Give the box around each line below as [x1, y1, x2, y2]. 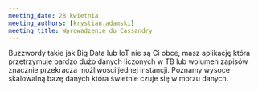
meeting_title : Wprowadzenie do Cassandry [8, 26, 153, 34]
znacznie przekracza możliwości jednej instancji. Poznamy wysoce [8, 65, 231, 75]
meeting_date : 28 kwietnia [8, 11, 99, 20]
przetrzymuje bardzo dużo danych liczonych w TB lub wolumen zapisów [8, 57, 248, 66]
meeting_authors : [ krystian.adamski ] [8, 19, 135, 27]
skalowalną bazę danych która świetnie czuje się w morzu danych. [8, 73, 229, 84]
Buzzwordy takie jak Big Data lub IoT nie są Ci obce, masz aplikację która [8, 49, 251, 58]
